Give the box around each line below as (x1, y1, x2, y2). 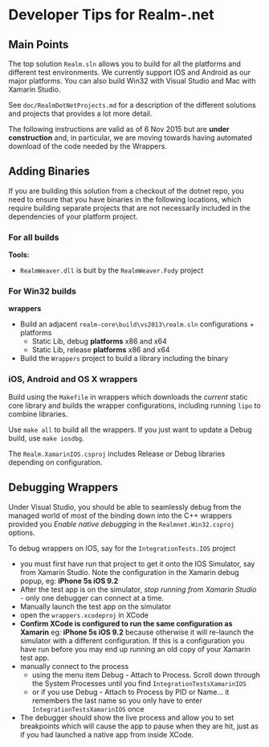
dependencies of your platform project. (8, 211, 138, 221)
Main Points (8, 38, 69, 51)
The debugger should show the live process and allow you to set (19, 712, 234, 722)
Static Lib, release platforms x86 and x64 (31, 345, 170, 355)
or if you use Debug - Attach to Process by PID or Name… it (31, 687, 230, 696)
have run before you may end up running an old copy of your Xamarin (19, 644, 251, 654)
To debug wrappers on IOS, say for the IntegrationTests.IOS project (8, 543, 236, 552)
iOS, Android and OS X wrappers (8, 374, 138, 385)
